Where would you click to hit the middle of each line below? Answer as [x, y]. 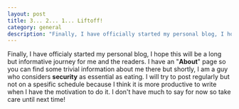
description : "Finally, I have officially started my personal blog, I [116, 34]
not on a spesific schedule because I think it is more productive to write [112, 84]
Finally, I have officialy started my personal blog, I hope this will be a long [115, 54]
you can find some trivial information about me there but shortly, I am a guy [118, 69]
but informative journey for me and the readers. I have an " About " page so [117, 62]
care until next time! [36, 100]
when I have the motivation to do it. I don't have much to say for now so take [119, 92]
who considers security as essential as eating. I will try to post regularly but [118, 77]
